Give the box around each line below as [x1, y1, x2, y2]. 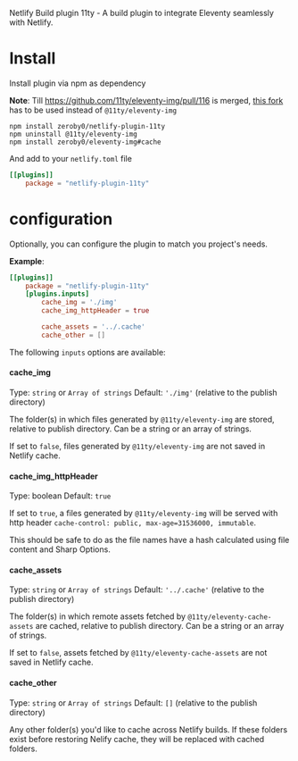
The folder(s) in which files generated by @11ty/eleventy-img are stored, [9, 414, 275, 424]
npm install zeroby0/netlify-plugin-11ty [9, 121, 166, 130]
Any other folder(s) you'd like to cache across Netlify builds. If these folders [9, 723, 288, 735]
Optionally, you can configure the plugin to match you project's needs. [9, 238, 268, 249]
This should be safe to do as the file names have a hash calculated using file [9, 535, 290, 546]
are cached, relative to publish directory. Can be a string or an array [35, 621, 285, 631]
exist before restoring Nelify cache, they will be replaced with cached [9, 733, 265, 744]
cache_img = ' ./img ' [41, 298, 118, 307]
